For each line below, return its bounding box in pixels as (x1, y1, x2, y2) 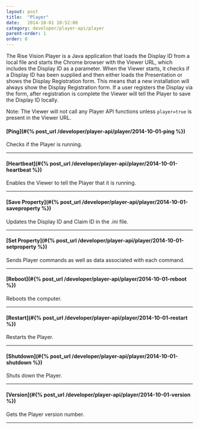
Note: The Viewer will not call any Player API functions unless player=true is (6, 108, 192, 115)
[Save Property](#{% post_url (6, 199, 81, 205)
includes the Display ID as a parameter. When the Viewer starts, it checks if (6, 65, 190, 72)
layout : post (6, 8, 38, 15)
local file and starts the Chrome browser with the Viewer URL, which (6, 59, 173, 66)
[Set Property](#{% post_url (6, 237, 77, 244)
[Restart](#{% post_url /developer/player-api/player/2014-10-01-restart (6, 314, 188, 321)
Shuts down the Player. (6, 372, 62, 379)
